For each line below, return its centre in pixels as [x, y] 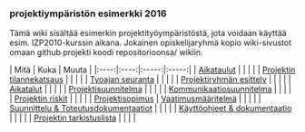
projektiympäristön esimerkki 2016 [88, 14]
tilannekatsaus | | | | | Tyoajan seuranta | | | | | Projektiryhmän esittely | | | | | [151, 80]
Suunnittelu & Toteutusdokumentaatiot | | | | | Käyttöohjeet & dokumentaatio [151, 108]
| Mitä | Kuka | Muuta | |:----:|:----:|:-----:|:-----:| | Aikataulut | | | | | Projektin [152, 70]
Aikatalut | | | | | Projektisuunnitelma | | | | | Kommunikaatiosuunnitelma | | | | [151, 90]
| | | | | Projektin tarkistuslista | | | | [73, 118]
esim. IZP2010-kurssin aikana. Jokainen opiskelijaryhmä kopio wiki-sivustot [151, 42]
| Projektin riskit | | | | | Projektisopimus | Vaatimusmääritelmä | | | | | [135, 99]
